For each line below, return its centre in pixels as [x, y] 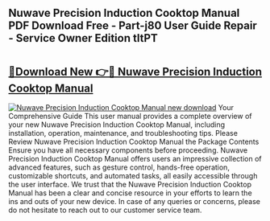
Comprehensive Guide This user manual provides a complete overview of [130, 116]
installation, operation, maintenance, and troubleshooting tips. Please [123, 133]
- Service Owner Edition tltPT [83, 38]
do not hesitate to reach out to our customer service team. [105, 210]
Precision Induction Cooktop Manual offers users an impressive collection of [135, 159]
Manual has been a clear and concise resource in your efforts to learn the [130, 193]
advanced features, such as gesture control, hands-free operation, [119, 167]
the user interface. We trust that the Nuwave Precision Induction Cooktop [130, 184]
